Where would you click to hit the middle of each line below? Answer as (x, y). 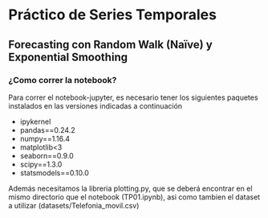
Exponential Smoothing (68, 57)
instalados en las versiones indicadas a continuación (95, 105)
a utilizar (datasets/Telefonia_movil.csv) (74, 205)
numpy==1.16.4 (45, 138)
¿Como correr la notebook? (63, 80)
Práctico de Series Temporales (112, 15)
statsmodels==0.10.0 (55, 173)
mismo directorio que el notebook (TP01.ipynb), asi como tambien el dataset (134, 197)
